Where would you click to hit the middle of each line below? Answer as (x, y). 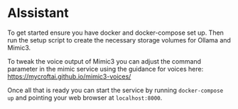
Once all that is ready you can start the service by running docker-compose (115, 90)
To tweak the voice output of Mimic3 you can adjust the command (104, 61)
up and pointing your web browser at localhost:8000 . (85, 98)
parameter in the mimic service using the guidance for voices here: (106, 69)
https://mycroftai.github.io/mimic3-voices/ (69, 76)
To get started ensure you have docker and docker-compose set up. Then (115, 33)
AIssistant (38, 13)
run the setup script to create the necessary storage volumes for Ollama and (119, 40)
